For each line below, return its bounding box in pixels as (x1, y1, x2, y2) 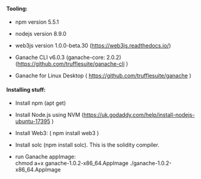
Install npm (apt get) (15, 99, 66, 107)
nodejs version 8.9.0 (15, 30, 67, 38)
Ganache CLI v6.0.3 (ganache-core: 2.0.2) (15, 54, 122, 61)
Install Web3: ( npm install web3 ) (15, 130, 99, 137)
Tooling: (6, 5, 28, 12)
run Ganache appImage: (15, 153, 76, 161)
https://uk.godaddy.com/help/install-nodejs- (83, 111, 195, 119)
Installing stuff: (6, 86, 46, 93)
